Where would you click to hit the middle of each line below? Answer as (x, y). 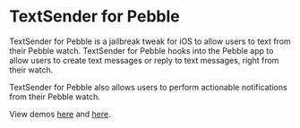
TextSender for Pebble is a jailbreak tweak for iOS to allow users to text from (150, 41)
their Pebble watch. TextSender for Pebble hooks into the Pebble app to (141, 50)
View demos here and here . (60, 114)
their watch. (31, 70)
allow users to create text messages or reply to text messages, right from (144, 60)
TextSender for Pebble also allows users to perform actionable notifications (149, 87)
